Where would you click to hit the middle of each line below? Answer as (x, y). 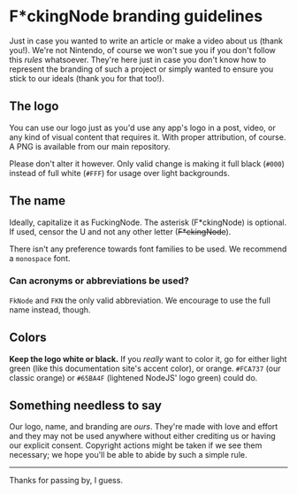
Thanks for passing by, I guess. (66, 481)
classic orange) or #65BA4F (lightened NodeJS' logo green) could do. (133, 377)
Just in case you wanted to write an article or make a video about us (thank (146, 41)
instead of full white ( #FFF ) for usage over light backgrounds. (119, 173)
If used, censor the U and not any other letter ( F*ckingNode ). (120, 231)
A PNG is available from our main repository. (90, 146)
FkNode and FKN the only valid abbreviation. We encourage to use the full (140, 300)
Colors (28, 338)
